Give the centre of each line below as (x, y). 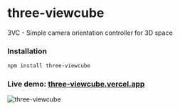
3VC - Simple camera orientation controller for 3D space (90, 33)
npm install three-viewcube (49, 66)
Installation (27, 51)
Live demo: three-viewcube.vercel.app (76, 84)
